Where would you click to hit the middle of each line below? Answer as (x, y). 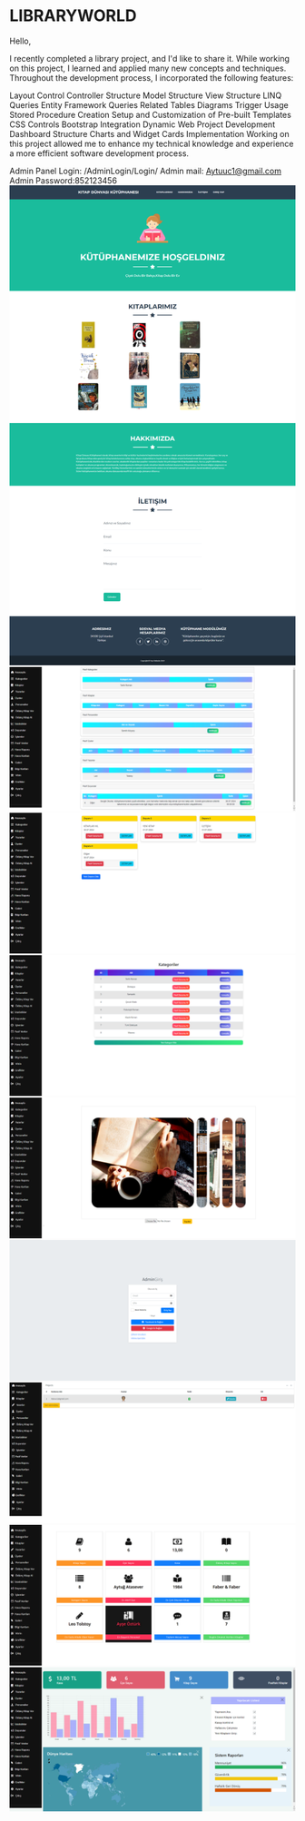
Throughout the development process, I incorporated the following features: (152, 77)
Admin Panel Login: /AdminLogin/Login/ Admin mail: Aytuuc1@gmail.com (146, 171)
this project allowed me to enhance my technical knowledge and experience (152, 143)
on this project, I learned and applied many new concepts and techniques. (148, 68)
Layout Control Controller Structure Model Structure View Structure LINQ (146, 95)
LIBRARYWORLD (73, 16)
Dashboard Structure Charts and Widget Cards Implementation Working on (150, 133)
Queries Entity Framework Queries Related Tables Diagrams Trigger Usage (149, 104)
